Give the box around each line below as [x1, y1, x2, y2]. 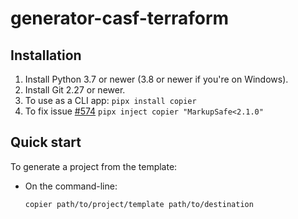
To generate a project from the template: [10, 160, 178, 172]
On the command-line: [24, 180, 118, 192]
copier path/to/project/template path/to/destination [24, 199, 254, 209]
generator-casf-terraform [10, 7, 230, 30]
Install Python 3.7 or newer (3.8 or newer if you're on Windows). [24, 73, 289, 85]
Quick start [10, 134, 82, 151]
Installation [10, 47, 82, 64]
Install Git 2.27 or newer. [24, 84, 126, 96]
